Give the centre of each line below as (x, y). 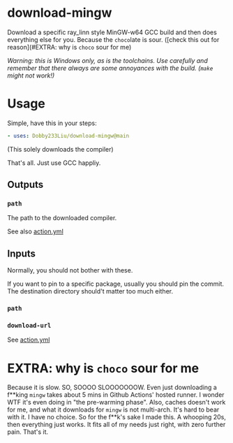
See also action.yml (36, 231)
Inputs (22, 253)
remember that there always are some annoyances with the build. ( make (110, 68)
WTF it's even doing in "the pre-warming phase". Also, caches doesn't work (116, 402)
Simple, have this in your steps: (52, 123)
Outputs (25, 185)
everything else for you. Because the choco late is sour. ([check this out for (113, 39)
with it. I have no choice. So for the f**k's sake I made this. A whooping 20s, (117, 417)
